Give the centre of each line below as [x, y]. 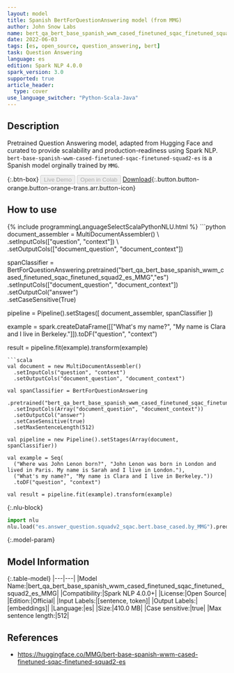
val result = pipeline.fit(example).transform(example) [90, 494]
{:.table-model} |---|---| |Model [52, 579]
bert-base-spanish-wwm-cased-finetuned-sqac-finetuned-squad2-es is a [110, 158]
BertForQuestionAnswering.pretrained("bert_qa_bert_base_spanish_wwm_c [116, 270]
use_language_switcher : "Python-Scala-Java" [73, 98]
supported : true [31, 78]
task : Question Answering [45, 53]
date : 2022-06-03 [32, 40]
